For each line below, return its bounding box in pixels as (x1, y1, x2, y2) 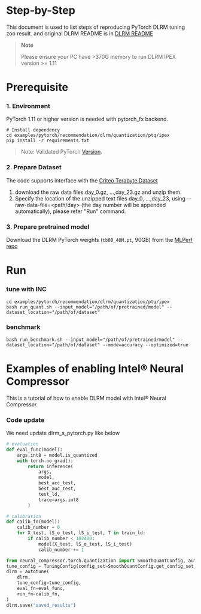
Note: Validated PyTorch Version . (20, 148, 103, 155)
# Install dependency (6, 127, 60, 133)
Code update (6, 415, 45, 424)
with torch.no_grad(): (17, 457, 74, 464)
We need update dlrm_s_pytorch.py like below (6, 430, 120, 437)
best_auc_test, (38, 486, 77, 492)
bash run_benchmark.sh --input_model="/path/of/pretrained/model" (6, 337, 175, 343)
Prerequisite (6, 80, 69, 94)
